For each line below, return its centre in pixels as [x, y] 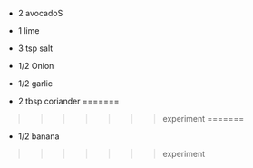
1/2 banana [39, 136]
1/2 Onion [36, 66]
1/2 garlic [35, 84]
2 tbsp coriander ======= [68, 101]
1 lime [29, 30]
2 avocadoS [40, 13]
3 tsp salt [35, 48]
